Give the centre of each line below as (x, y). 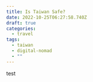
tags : (13, 40)
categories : (21, 28)
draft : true (21, 23)
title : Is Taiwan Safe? (36, 12)
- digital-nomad (32, 51)
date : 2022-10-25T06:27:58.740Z (46, 17)
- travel (22, 34)
